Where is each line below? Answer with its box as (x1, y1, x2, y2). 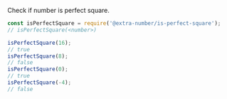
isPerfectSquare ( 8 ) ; (7, 53, 69, 60)
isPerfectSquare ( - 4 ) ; (7, 79, 72, 86)
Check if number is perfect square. (7, 6, 110, 14)
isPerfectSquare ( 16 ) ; (7, 39, 72, 46)
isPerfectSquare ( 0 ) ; (7, 66, 69, 73)
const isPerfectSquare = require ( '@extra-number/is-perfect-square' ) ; (7, 20, 221, 27)
